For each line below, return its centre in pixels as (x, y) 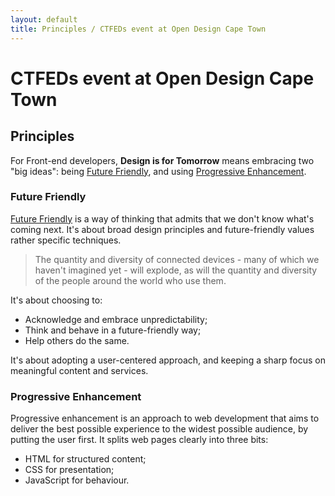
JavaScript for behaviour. (77, 480)
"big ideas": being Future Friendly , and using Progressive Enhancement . (158, 171)
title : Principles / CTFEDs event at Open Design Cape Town (138, 29)
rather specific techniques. (66, 240)
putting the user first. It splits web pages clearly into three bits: (139, 440)
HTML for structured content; (85, 459)
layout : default (44, 19)
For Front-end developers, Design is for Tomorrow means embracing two (162, 160)
